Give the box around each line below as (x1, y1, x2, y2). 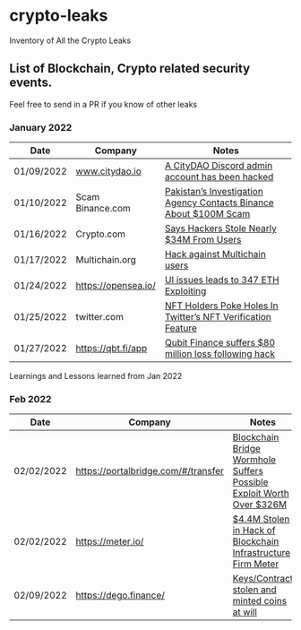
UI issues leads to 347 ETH (164, 274, 279, 287)
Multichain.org (75, 254, 137, 266)
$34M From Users (164, 234, 242, 246)
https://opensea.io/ (75, 280, 157, 292)
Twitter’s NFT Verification (164, 311, 271, 324)
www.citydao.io (75, 165, 142, 177)
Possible (232, 476, 269, 488)
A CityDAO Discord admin (164, 160, 273, 172)
